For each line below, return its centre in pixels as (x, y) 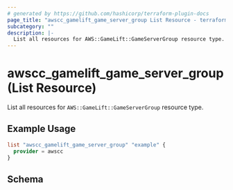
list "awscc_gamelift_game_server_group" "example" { (87, 145)
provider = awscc (38, 151)
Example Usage (42, 129)
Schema (25, 179)
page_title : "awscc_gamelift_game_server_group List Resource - (102, 20)
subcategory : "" (31, 26)
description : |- (31, 33)
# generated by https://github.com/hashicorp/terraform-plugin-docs (108, 13)
